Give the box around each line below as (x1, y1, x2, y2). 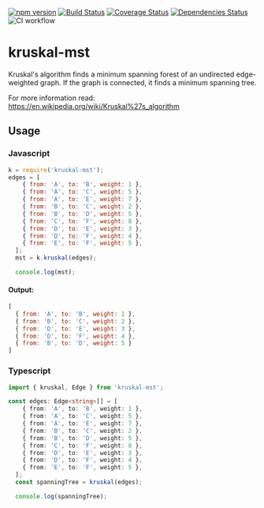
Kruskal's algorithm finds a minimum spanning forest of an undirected (8, 69, 235, 79)
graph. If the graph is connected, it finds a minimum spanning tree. (39, 77, 257, 87)
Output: (8, 285, 34, 295)
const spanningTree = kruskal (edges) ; (15, 478, 143, 486)
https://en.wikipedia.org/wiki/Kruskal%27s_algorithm (8, 101, 180, 110)
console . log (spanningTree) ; (15, 492, 108, 500)
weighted (8, 77, 39, 87)
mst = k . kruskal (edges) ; (15, 254, 97, 262)
